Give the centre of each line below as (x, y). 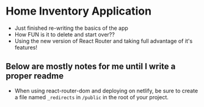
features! (26, 47)
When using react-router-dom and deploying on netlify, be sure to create (106, 91)
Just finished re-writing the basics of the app (71, 28)
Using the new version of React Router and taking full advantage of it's (104, 41)
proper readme (35, 76)
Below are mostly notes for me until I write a (91, 67)
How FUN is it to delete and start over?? (65, 34)
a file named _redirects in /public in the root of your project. (91, 97)
